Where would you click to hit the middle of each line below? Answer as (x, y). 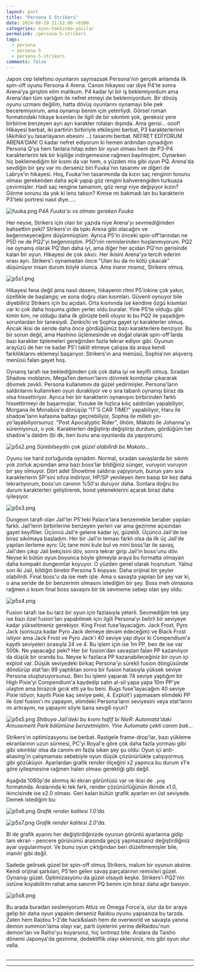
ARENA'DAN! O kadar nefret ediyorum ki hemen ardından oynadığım (90, 142)
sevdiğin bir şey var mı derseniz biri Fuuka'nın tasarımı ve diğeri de (88, 167)
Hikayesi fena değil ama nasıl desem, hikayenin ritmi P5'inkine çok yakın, (95, 290)
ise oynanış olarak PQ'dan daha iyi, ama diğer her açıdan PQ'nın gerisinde (97, 248)
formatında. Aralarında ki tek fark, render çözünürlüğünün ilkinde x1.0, (92, 787)
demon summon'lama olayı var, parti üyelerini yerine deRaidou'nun (88, 926)
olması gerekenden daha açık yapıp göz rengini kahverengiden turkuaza (94, 180)
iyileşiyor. (18, 496)
